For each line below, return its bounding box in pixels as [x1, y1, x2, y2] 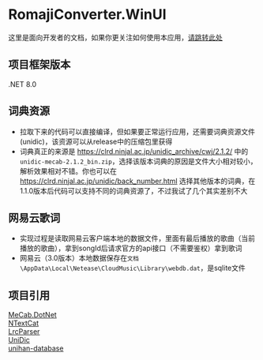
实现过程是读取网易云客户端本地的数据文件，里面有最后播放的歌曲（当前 [19, 234, 255, 243]
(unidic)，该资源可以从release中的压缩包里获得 [19, 137, 173, 146]
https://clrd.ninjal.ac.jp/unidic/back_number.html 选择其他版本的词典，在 [19, 176, 256, 186]
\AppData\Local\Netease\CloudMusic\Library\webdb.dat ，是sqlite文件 [19, 263, 246, 273]
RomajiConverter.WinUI [8, 6, 167, 24]
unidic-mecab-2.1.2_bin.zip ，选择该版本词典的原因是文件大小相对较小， [19, 156, 257, 166]
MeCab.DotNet [8, 310, 57, 320]
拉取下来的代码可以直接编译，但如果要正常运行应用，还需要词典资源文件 [19, 126, 255, 136]
